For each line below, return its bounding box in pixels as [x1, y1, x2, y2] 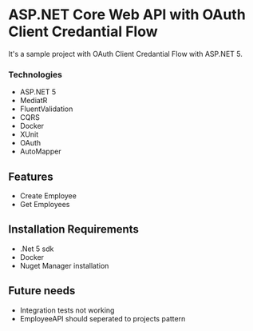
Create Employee [19, 191, 77, 201]
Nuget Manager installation [19, 261, 109, 270]
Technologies [8, 69, 62, 80]
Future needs [8, 284, 76, 297]
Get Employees [19, 200, 70, 209]
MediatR [19, 96, 48, 106]
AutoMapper [19, 146, 61, 157]
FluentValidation [19, 104, 73, 114]
